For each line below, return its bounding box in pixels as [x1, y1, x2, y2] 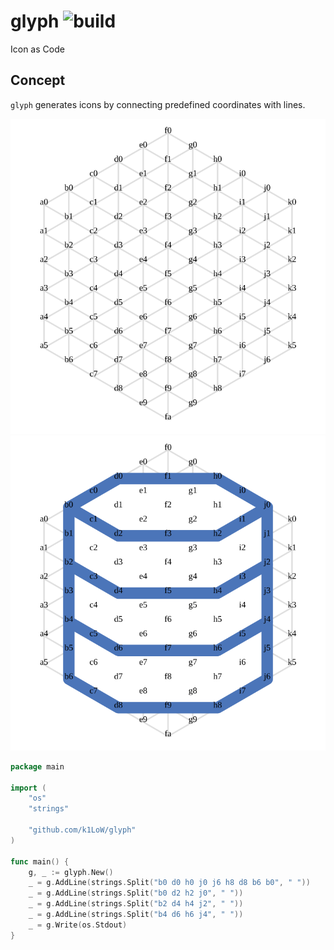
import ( [10, 783, 47, 793]
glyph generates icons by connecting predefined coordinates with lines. [10, 98, 306, 110]
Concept [10, 72, 66, 89]
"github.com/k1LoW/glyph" [28, 825, 137, 835]
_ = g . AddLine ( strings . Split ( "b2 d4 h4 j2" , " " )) [28, 899, 244, 909]
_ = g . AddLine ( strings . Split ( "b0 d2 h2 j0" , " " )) [28, 888, 244, 899]
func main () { [10, 856, 70, 867]
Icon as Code [10, 43, 65, 55]
